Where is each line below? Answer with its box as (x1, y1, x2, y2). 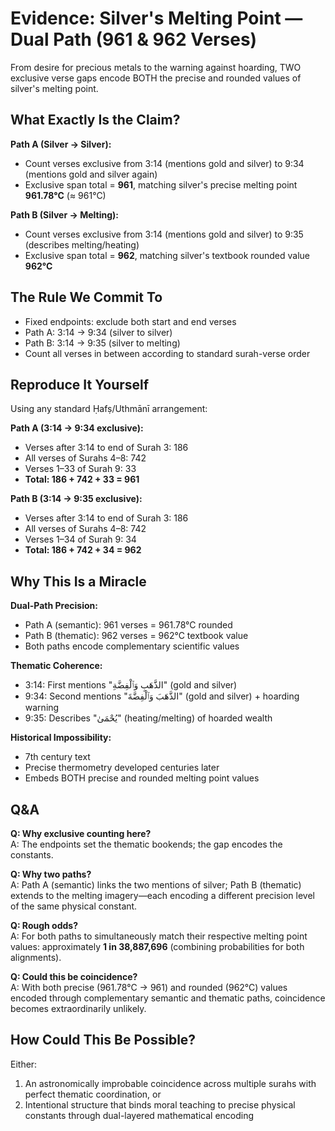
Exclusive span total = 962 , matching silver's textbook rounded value (24, 249, 311, 261)
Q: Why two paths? (10, 868, 92, 880)
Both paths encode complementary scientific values (24, 640, 240, 652)
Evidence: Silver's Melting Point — (10, 7, 303, 30)
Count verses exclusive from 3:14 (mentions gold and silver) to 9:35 (24, 228, 304, 240)
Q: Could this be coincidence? (10, 971, 138, 982)
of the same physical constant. (10, 900, 138, 912)
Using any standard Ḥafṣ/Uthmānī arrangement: (10, 403, 208, 415)
